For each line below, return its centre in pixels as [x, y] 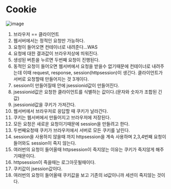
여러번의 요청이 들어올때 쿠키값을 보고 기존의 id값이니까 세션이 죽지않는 [84, 175]
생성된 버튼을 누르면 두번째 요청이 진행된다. [56, 59]
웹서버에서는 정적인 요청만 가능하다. [49, 40]
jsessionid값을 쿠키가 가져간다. [44, 104]
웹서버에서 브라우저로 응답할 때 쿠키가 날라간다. [61, 111]
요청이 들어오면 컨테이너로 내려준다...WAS [55, 47]
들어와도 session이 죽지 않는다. [45, 143]
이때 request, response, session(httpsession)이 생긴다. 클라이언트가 [93, 72]
